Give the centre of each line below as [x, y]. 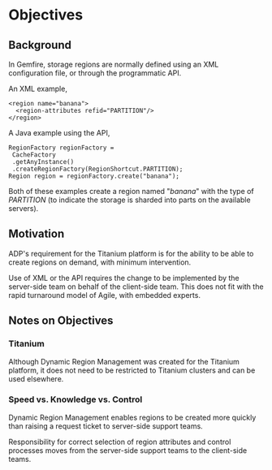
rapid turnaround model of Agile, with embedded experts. [105, 295]
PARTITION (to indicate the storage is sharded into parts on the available [130, 200]
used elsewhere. [36, 378]
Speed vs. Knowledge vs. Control [76, 399]
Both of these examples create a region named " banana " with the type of [131, 191]
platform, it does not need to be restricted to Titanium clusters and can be [132, 370]
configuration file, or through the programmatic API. [95, 73]
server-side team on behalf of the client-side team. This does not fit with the [136, 287]
